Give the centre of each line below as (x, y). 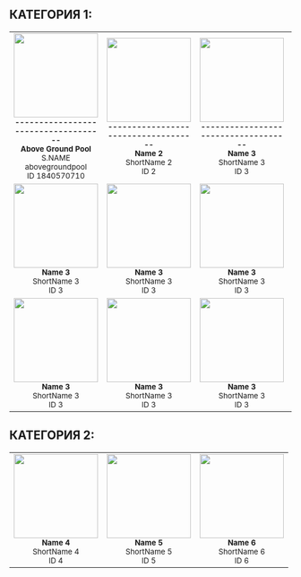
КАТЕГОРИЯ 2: (52, 436)
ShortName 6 (242, 551)
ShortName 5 (149, 551)
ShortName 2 (149, 162)
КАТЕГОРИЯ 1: (51, 15)
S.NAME (56, 157)
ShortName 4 (56, 551)
